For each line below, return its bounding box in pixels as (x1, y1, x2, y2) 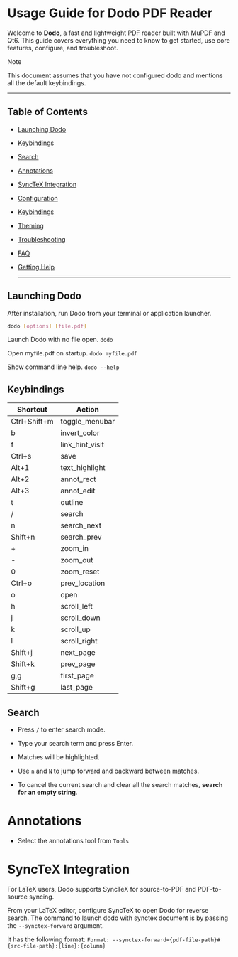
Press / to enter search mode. (17, 725, 106, 734)
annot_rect (60, 474, 97, 484)
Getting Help (17, 262, 55, 271)
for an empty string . (17, 788, 78, 797)
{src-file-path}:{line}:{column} (7, 942, 106, 950)
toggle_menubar (60, 417, 115, 427)
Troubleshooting (17, 235, 66, 243)
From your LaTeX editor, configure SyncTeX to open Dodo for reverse (7, 906, 209, 914)
